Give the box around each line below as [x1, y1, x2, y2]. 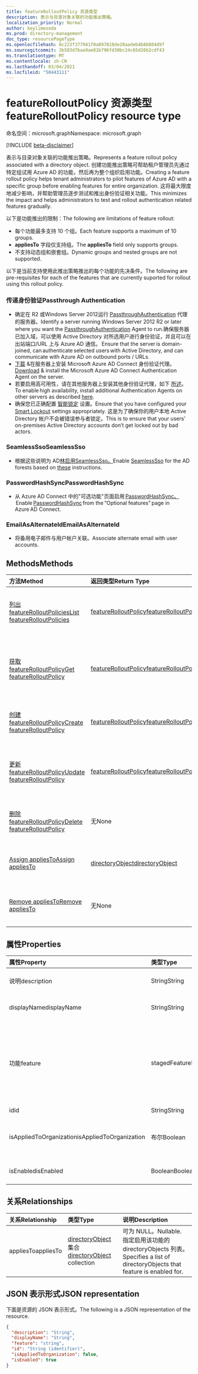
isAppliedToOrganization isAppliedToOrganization [9, 1133, 146, 1141]
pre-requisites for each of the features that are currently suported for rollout [6, 274, 191, 281]
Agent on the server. [14, 374, 65, 381]
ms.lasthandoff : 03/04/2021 [6, 63, 75, 70]
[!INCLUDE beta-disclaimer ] [6, 141, 74, 149]
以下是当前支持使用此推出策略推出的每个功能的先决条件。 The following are [6, 268, 188, 275]
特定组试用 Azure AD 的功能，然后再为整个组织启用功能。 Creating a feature [6, 169, 190, 176]
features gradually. [6, 202, 52, 210]
